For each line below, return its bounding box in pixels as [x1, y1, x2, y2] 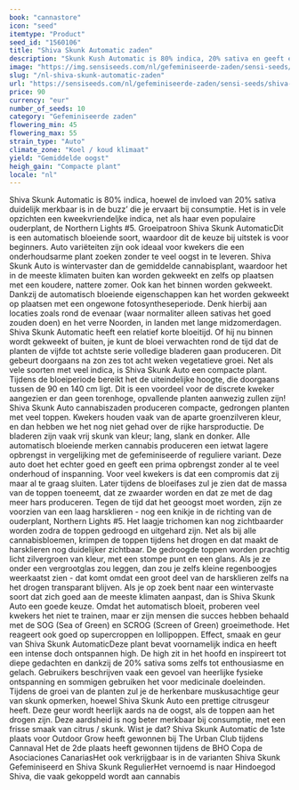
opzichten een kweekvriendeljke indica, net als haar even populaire [9, 214, 256, 224]
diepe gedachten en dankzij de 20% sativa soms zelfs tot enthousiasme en [9, 657, 285, 668]
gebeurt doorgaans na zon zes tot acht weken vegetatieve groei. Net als [9, 355, 274, 366]
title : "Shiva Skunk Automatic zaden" [9, 46, 153, 55]
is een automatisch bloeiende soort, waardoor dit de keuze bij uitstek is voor [9, 232, 289, 243]
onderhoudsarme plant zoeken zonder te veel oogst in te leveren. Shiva [9, 251, 271, 262]
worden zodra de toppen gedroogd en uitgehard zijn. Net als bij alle [9, 526, 256, 536]
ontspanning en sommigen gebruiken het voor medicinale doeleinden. [9, 677, 266, 688]
